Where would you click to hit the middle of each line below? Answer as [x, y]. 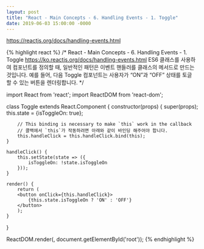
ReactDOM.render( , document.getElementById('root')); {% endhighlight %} [100, 239]
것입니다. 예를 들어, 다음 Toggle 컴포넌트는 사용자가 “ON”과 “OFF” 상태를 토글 [99, 75]
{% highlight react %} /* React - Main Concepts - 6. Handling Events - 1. [97, 52]
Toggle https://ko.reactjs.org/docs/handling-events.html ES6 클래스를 [93, 60]
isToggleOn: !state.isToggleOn [68, 163]
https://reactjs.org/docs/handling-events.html [64, 41]
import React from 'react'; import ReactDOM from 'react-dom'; [85, 95]
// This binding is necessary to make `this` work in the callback [104, 125]
